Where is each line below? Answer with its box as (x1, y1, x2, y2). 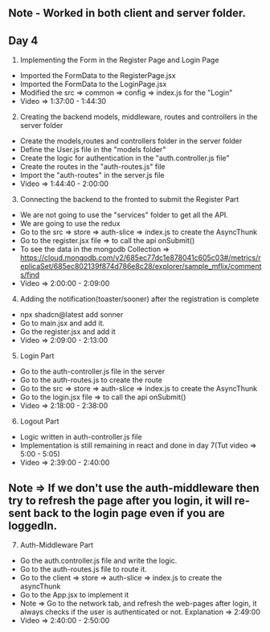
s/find (19, 270, 40, 280)
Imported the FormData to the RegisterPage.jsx (19, 71, 176, 81)
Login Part (19, 351, 55, 361)
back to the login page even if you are (33, 506, 225, 520)
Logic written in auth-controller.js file (19, 432, 142, 442)
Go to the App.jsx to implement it (19, 590, 129, 600)
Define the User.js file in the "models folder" (19, 145, 166, 155)
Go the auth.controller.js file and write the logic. (19, 556, 178, 566)
